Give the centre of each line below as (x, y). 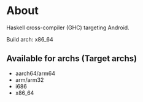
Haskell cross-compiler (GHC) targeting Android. (68, 27)
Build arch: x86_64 (30, 39)
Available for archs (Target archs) (71, 59)
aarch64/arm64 (35, 73)
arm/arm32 (29, 79)
